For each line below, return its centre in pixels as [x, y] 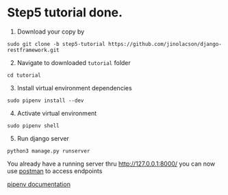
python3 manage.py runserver [49, 151]
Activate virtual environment [57, 113]
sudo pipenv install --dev [46, 101]
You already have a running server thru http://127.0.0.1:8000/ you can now [111, 164]
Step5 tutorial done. [65, 13]
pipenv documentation [39, 184]
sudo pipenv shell [33, 126]
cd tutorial [24, 75]
